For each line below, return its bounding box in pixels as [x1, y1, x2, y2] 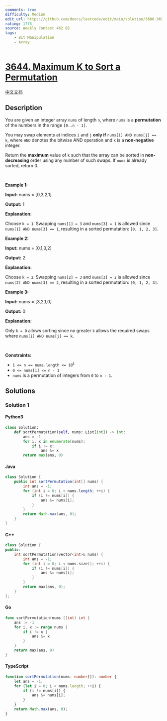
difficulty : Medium [5, 12, 46, 17]
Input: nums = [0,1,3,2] [5, 245, 52, 251]
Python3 [5, 414, 23, 420]
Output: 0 [5, 308, 26, 314]
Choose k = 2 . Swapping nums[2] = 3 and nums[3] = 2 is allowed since [5, 274, 151, 280]
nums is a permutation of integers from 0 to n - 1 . [12, 372, 113, 378]
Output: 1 [5, 201, 25, 207]
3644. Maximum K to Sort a [5, 61, 121, 72]
